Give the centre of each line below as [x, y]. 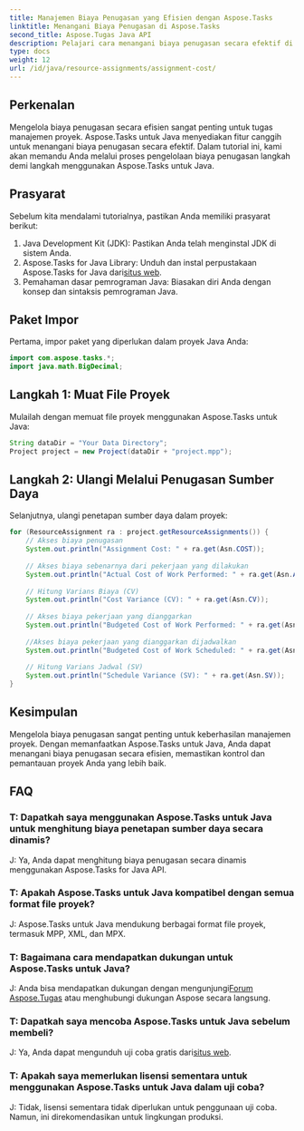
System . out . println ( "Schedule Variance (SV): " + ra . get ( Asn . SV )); [155, 676]
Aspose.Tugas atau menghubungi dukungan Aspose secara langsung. [140, 998]
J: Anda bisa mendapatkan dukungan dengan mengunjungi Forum [131, 989]
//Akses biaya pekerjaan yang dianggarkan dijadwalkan [131, 642]
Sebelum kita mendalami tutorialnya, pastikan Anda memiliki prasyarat [140, 216]
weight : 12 [30, 60]
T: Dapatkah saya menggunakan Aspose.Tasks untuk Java [141, 817]
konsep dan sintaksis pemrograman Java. [100, 291]
